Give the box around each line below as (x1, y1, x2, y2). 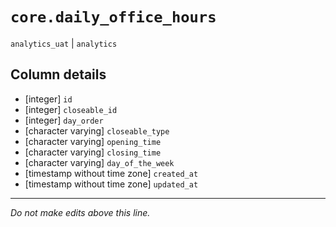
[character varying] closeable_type (24, 124, 170, 137)
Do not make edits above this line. (10, 206, 151, 218)
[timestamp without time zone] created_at (24, 167, 199, 179)
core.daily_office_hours (10, 8, 217, 27)
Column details (10, 66, 107, 83)
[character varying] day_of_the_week (24, 156, 175, 168)
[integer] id (24, 93, 73, 105)
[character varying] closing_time (24, 146, 162, 158)
